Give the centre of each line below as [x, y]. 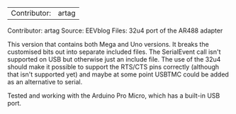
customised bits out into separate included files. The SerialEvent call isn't [114, 52]
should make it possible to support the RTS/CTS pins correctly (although [113, 67]
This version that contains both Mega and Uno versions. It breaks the [108, 44]
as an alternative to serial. [45, 82]
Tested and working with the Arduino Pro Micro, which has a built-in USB [114, 96]
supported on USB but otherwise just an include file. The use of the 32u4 [114, 59]
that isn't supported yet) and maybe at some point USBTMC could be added [118, 74]
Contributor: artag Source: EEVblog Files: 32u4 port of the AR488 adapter [115, 30]
